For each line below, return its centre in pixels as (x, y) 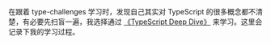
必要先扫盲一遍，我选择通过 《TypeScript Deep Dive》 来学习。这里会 (146, 22)
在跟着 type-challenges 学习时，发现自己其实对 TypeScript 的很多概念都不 (132, 12)
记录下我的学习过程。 (44, 32)
